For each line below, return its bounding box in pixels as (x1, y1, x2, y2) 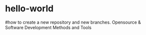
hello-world (5, 3, 54, 14)
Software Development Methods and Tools (5, 24, 92, 30)
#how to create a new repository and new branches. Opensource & (5, 19, 141, 25)
